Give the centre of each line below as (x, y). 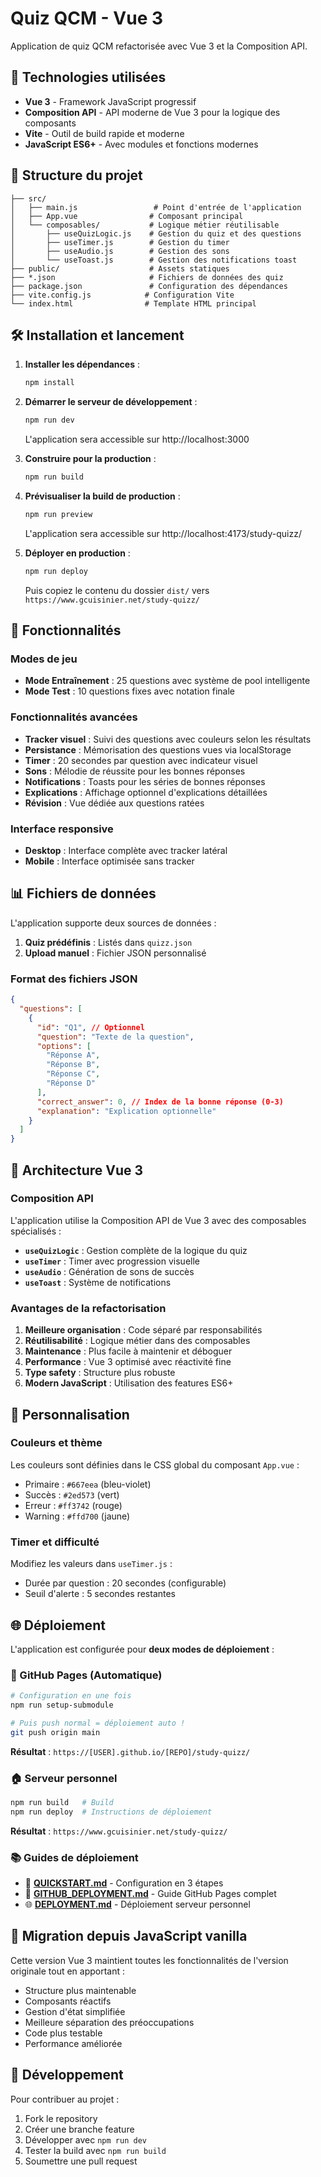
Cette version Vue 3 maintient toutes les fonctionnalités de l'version (149, 1960)
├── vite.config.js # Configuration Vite (122, 295)
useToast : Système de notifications (98, 1282)
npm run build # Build (62, 1803)
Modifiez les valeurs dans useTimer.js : (91, 1564)
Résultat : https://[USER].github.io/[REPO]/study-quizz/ (130, 1751)
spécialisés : (36, 1231)
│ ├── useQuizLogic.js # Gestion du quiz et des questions (156, 233)
